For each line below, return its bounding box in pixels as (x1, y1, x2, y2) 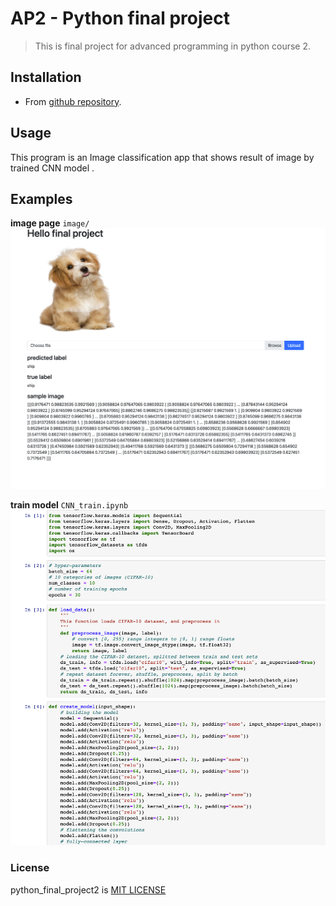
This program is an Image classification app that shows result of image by (10, 151, 315, 163)
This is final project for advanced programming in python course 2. (34, 40, 312, 52)
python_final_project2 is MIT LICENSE (10, 883, 167, 896)
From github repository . (24, 95, 122, 107)
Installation (10, 69, 82, 86)
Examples (10, 190, 73, 207)
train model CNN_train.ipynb (10, 499, 129, 511)
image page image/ (10, 217, 90, 229)
